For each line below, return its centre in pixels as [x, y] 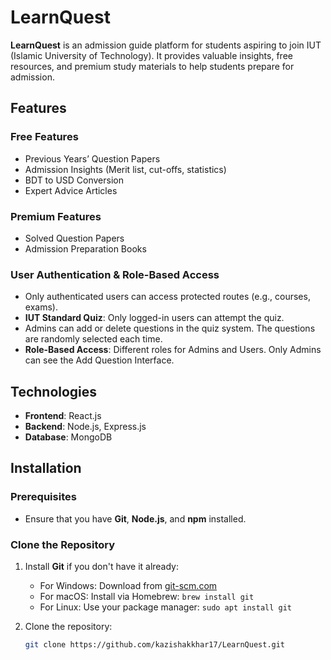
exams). [41, 307]
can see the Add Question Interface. [99, 360]
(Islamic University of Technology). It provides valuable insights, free [151, 55]
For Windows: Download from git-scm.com [128, 586]
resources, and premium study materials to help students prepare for [152, 66]
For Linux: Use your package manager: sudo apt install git [165, 607]
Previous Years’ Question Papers [92, 158]
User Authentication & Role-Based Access [115, 274]
